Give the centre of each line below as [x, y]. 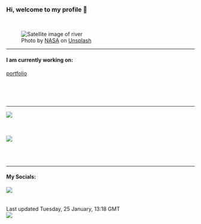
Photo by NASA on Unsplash [56, 41]
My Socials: [21, 177]
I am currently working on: [40, 60]
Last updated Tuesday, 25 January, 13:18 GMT [63, 208]
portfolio [17, 73]
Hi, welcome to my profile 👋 [47, 10]
